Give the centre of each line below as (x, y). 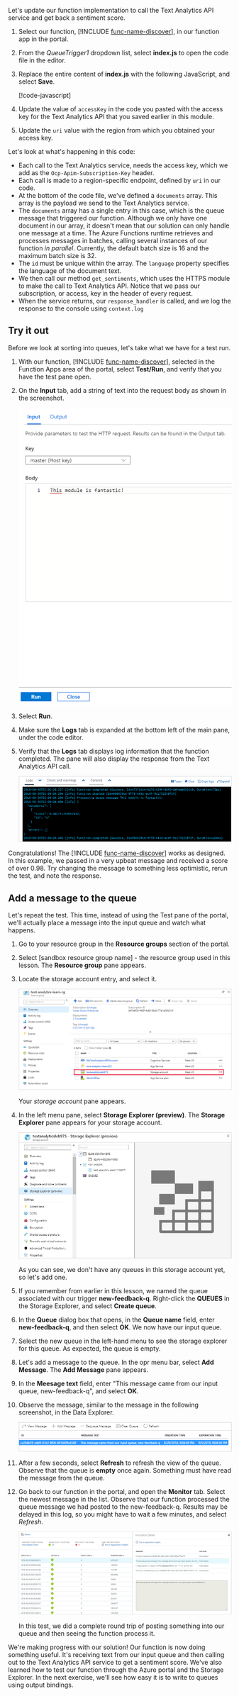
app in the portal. (43, 39)
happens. (22, 930)
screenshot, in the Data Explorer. (66, 1412)
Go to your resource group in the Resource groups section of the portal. (124, 944)
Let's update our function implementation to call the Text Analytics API (111, 10)
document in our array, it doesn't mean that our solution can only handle (124, 225)
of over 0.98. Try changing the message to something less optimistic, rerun (118, 869)
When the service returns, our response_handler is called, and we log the (124, 301)
